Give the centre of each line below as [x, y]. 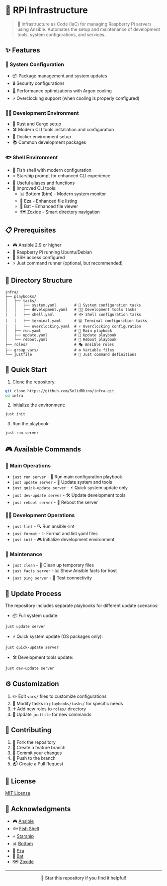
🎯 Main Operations [28, 466]
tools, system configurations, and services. [61, 34]
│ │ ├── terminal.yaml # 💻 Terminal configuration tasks [76, 321]
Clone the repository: [34, 382]
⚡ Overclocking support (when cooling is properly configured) [76, 98]
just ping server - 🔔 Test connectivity [52, 578]
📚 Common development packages [49, 142]
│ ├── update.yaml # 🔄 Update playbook [61, 335]
